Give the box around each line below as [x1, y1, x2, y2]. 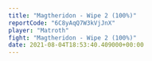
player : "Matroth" [8, 26, 69, 34]
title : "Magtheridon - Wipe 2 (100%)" [8, 11, 137, 20]
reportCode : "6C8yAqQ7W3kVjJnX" [8, 19, 115, 27]
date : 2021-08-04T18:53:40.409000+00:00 [8, 41, 145, 49]
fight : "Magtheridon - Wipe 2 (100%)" [8, 33, 137, 42]
